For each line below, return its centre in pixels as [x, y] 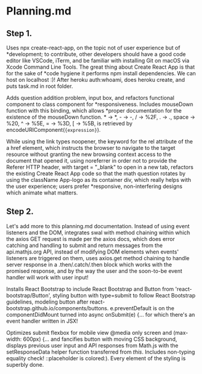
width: [14, 339]
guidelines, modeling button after [47, 302]
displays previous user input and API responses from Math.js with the [93, 345]
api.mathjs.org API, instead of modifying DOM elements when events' [93, 252]
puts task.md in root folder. [40, 86]
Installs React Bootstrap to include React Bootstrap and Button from [90, 289]
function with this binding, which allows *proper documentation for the [94, 111]
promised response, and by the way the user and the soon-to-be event [94, 271]
